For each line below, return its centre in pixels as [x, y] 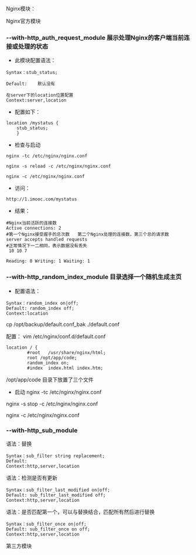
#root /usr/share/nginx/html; [67, 353]
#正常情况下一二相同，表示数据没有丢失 [47, 246]
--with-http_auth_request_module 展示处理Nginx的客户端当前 [95, 38]
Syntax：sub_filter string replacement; [56, 456]
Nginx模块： [21, 8]
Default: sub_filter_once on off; [48, 529]
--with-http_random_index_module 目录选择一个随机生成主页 [94, 277]
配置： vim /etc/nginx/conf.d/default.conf [56, 336]
